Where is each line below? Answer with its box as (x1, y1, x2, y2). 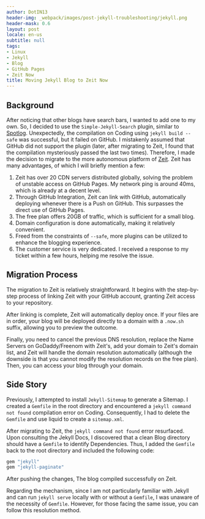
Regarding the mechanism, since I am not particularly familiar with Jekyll (6, 487, 189, 494)
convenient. (15, 225, 45, 233)
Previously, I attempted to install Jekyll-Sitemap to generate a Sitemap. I (6, 396, 188, 403)
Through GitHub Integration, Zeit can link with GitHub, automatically (15, 193, 187, 200)
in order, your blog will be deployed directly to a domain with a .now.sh (6, 317, 184, 325)
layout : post (6, 26, 40, 32)
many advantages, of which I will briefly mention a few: (6, 162, 146, 169)
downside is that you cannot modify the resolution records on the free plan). (6, 355, 199, 362)
